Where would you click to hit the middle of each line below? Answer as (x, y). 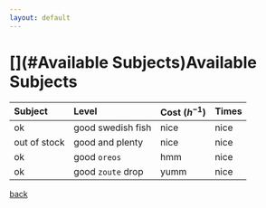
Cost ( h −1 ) (183, 111)
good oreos (98, 156)
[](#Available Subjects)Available (133, 62)
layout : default (40, 18)
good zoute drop (109, 171)
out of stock (39, 142)
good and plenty (109, 142)
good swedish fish (113, 128)
